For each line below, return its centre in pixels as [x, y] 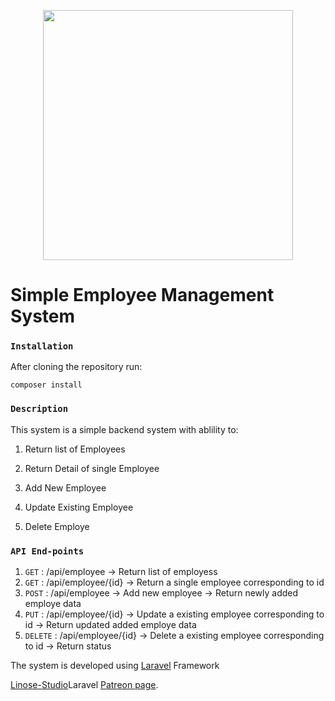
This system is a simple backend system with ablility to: [124, 429]
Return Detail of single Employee [92, 468]
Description [39, 409]
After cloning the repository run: [76, 367]
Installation [42, 346]
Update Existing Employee [79, 507]
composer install [46, 385]
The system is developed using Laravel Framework [115, 666]
